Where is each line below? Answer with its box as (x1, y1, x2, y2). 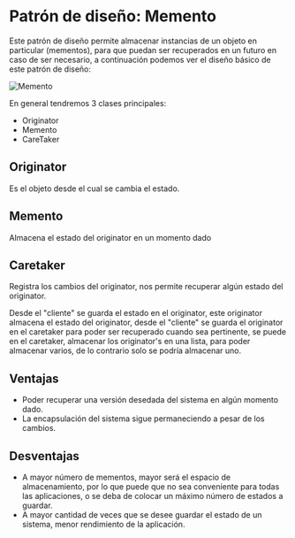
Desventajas (9, 449, 79, 464)
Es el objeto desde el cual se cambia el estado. (9, 183, 180, 194)
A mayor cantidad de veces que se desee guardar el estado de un (21, 510, 262, 519)
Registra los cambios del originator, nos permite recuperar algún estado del (9, 281, 284, 292)
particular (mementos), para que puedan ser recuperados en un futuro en (9, 44, 276, 55)
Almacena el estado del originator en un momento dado (9, 232, 212, 242)
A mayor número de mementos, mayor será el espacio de (21, 472, 231, 482)
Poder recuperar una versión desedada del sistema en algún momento (21, 395, 279, 405)
